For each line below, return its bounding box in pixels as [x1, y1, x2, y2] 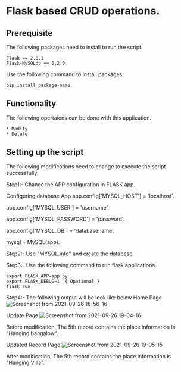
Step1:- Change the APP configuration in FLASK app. [6, 180, 136, 188]
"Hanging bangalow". [6, 329, 58, 337]
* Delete [6, 131, 28, 137]
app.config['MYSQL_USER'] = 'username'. [6, 204, 109, 211]
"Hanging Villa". [6, 359, 45, 366]
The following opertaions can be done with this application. [6, 114, 152, 121]
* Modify [6, 126, 28, 132]
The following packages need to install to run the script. [6, 43, 143, 51]
